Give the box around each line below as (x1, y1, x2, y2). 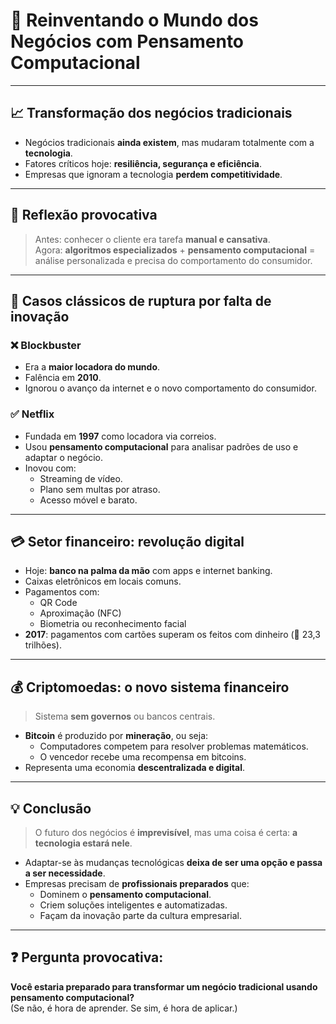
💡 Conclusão (10, 800, 92, 817)
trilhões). (24, 639, 62, 651)
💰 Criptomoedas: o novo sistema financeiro (10, 679, 290, 696)
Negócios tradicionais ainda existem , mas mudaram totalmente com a (24, 136, 315, 148)
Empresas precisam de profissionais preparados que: (24, 877, 250, 889)
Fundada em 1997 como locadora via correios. (24, 430, 217, 442)
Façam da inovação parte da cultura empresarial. (39, 909, 243, 921)
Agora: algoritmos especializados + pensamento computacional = (34, 244, 316, 256)
